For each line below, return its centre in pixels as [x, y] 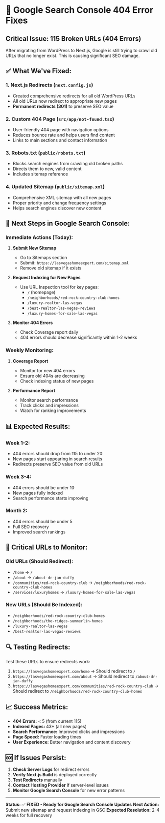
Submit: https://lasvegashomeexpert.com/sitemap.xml [74, 263]
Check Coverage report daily [49, 332]
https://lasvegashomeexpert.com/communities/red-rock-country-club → [85, 686]
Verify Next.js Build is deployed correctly [55, 775]
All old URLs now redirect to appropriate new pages [65, 101]
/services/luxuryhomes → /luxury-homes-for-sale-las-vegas [74, 592]
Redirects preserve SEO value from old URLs [58, 464]
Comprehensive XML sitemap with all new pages [62, 197]
